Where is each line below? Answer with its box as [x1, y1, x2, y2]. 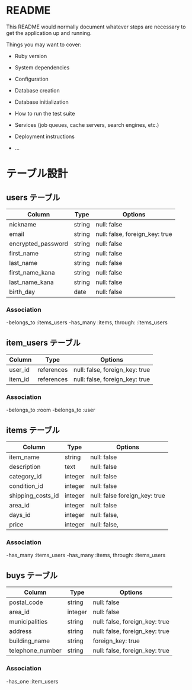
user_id [9, 366, 30, 374]
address [9, 627, 32, 635]
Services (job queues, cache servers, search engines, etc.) [14, 121, 159, 128]
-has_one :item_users [6, 678, 59, 685]
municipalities [9, 618, 48, 626]
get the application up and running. [6, 29, 92, 36]
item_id [9, 375, 30, 384]
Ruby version [14, 52, 47, 59]
